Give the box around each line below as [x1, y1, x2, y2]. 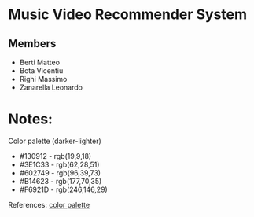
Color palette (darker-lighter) [8, 136, 102, 145]
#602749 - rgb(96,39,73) [19, 167, 101, 178]
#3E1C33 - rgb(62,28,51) [19, 160, 100, 169]
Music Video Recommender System [8, 6, 248, 24]
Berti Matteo [19, 57, 61, 67]
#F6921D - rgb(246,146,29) [19, 185, 108, 194]
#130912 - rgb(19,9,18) [19, 151, 92, 160]
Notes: [8, 110, 53, 128]
